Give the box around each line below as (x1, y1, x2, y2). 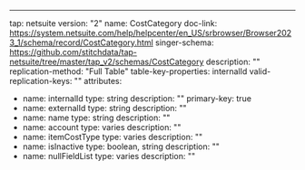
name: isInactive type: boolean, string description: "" (22, 141, 220, 152)
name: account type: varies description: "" (22, 122, 182, 132)
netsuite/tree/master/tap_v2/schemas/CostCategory (9, 56, 204, 67)
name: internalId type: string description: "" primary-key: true (22, 93, 252, 104)
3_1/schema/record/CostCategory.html (9, 37, 154, 48)
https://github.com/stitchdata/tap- (9, 47, 138, 57)
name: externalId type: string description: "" (22, 103, 188, 113)
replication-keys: (9, 76, 73, 86)
